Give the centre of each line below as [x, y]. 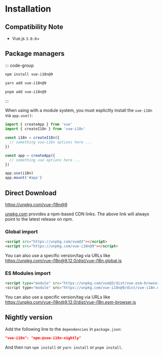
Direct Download [31, 193]
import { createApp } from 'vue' [39, 125]
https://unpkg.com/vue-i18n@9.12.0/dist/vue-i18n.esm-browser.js [71, 302]
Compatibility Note [34, 27]
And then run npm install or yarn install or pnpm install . [64, 347]
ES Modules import [28, 273]
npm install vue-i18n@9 [29, 74]
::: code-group [19, 65]
